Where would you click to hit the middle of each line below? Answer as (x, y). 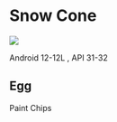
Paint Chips (31, 108)
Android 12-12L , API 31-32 (58, 57)
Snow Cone (53, 16)
